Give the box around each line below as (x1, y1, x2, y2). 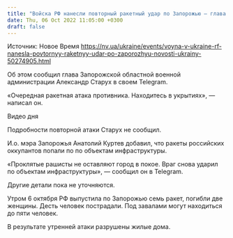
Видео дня (7, 112, 38, 120)
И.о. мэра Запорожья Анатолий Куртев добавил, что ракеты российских (7, 139, 225, 148)
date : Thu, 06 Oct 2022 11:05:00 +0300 (7, 17, 123, 24)
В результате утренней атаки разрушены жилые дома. (7, 223, 171, 231)
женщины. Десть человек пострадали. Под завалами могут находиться (7, 202, 223, 210)
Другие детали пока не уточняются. (7, 181, 115, 189)
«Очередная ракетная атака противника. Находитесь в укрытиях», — (7, 91, 216, 100)
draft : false (7, 23, 45, 30)
